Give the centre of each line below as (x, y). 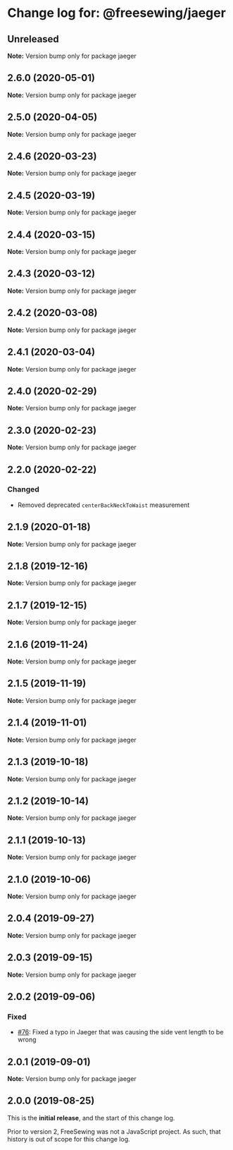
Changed (24, 489)
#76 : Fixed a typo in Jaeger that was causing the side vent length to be (120, 1032)
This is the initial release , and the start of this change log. (91, 1118)
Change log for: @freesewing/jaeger (117, 13)
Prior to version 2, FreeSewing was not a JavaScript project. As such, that (114, 1131)
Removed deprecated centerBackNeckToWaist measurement (103, 505)
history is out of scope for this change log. (69, 1139)
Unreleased (33, 39)
